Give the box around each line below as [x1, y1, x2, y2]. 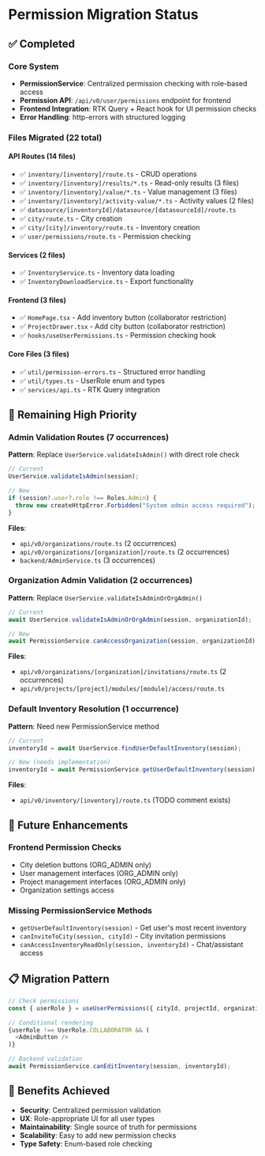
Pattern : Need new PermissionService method [8, 722, 160, 731]
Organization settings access [19, 885, 114, 895]
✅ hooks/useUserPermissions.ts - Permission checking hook [19, 331, 217, 340]
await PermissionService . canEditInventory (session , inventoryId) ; [8, 1063, 231, 1071]
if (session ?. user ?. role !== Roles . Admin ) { [8, 494, 157, 502]
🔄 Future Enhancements [8, 818, 129, 832]
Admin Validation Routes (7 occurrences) [8, 431, 170, 442]
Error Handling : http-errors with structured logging [19, 112, 186, 122]
